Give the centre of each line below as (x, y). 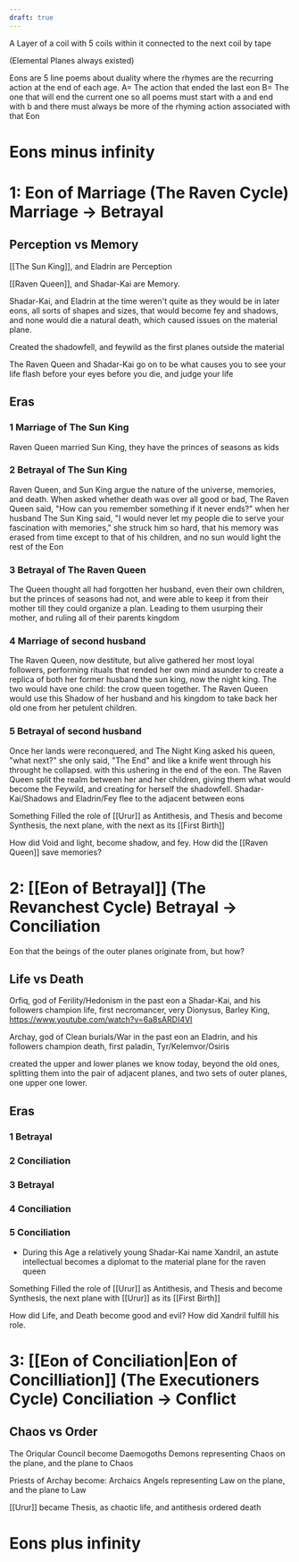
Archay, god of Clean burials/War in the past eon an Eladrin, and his (134, 1037)
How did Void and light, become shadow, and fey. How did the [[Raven (139, 842)
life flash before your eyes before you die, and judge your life (121, 373)
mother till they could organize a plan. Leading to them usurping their (136, 609)
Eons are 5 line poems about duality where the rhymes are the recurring (141, 78)
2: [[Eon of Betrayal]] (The (108, 888)
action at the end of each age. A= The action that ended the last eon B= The (149, 87)
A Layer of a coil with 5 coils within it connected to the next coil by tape (141, 43)
